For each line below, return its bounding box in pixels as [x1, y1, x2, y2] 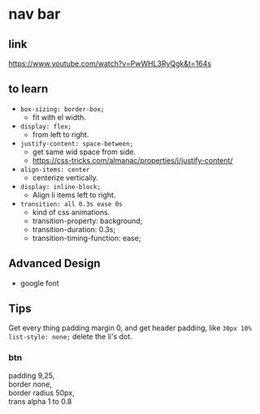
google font [19, 278, 59, 288]
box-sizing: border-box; [19, 105, 105, 114]
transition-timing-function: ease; [32, 233, 141, 243]
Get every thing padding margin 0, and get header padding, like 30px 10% [8, 323, 252, 333]
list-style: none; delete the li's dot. [8, 332, 132, 342]
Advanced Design [8, 257, 101, 270]
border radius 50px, [8, 387, 75, 398]
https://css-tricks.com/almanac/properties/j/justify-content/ [32, 155, 233, 165]
